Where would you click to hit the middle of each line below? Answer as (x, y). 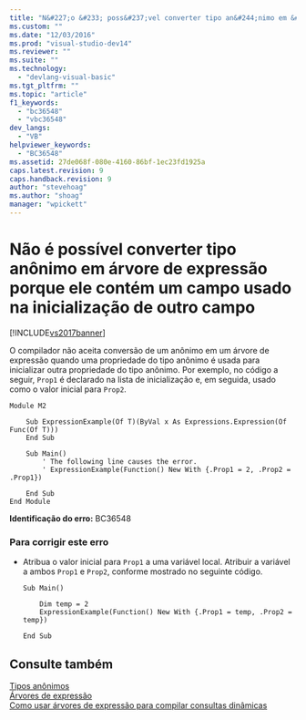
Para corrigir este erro (59, 541)
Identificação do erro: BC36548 (71, 518)
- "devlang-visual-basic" (67, 77)
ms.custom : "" (36, 26)
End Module (30, 501)
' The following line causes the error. (120, 461)
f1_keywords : (34, 103)
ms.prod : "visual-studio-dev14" (71, 43)
